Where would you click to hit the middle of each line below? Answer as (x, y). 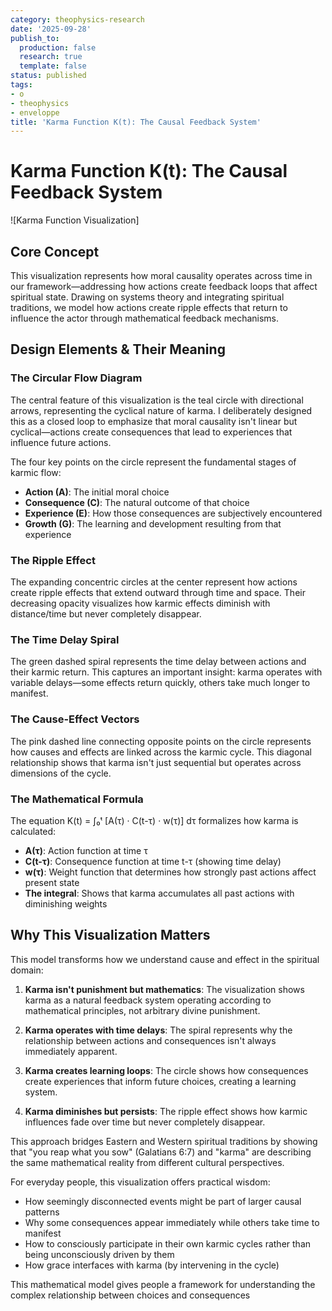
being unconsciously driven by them (99, 1254)
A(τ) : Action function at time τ (86, 850)
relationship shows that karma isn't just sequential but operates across (156, 762)
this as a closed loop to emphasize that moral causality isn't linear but (154, 421)
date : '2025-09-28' (51, 29)
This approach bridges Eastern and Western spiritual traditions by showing (164, 1141)
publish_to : (35, 38)
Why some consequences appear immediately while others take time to (172, 1222)
